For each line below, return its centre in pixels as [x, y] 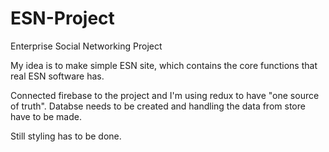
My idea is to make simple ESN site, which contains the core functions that [164, 65]
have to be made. [46, 116]
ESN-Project [62, 18]
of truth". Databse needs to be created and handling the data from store [158, 106]
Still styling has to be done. [66, 136]
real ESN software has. [57, 76]
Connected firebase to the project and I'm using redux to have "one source [165, 95]
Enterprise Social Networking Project [86, 46]
